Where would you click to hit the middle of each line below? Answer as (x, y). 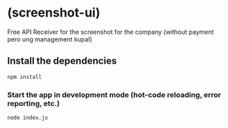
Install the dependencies (62, 61)
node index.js (28, 118)
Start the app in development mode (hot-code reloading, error (114, 95)
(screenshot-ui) (54, 13)
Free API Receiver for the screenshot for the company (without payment (111, 32)
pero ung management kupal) (50, 39)
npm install (24, 77)
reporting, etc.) (33, 103)
